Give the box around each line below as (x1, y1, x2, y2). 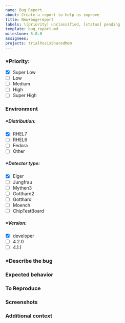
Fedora (12, 143, 28, 149)
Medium (12, 81, 31, 87)
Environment (5, 105, 38, 112)
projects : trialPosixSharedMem (5, 41, 72, 46)
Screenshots (5, 298, 38, 306)
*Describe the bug (5, 257, 53, 264)
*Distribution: (5, 118, 36, 124)
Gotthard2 (12, 190, 35, 197)
